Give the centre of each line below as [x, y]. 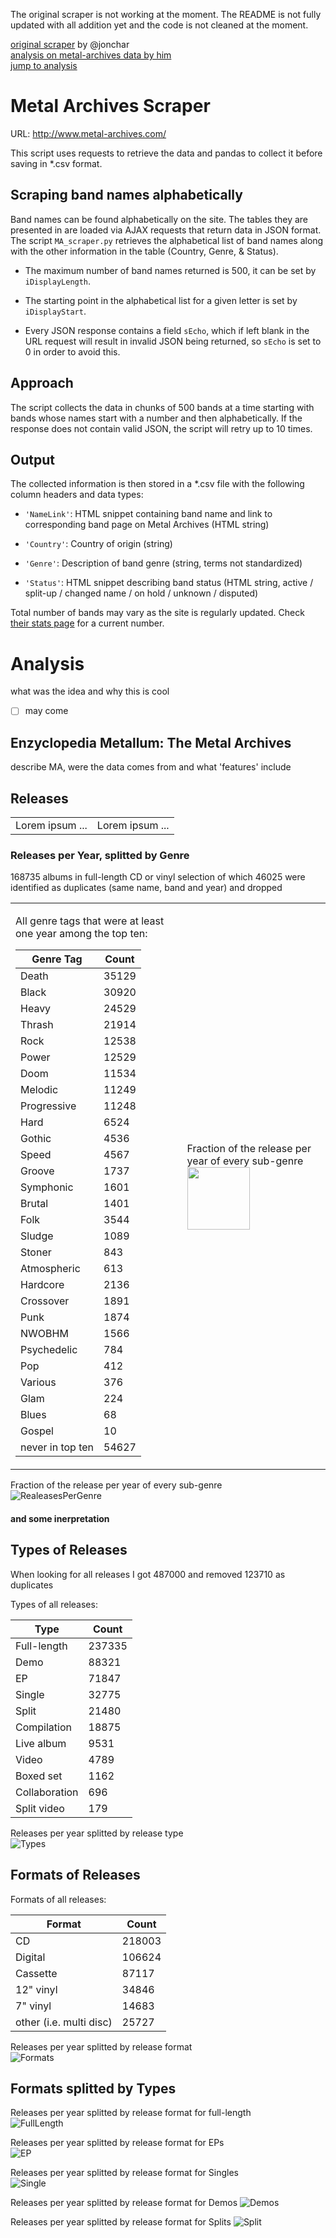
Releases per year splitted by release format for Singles [124, 2173]
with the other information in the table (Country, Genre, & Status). [144, 251]
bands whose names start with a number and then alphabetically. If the [156, 418]
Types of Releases [69, 1550]
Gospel [37, 1431]
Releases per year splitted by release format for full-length [131, 2113]
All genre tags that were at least [90, 921]
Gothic [36, 1139]
